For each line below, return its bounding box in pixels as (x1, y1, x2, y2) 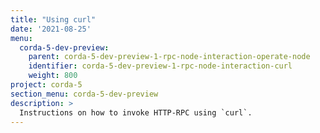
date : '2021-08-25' (10, 24, 92, 34)
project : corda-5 (10, 80, 83, 90)
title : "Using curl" (10, 14, 97, 25)
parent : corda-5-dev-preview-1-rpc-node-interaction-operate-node (28, 52, 311, 62)
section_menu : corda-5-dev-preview (10, 89, 159, 99)
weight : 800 (28, 71, 78, 81)
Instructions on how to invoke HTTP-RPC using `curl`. (19, 107, 253, 118)
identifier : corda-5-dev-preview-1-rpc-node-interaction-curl (28, 61, 293, 71)
